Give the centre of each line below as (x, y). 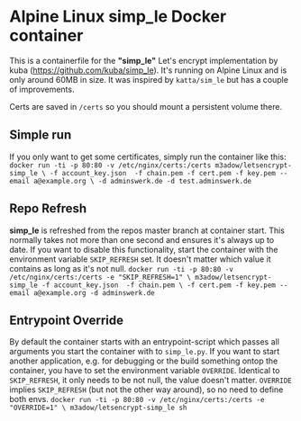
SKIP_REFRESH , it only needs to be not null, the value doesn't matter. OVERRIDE (150, 381)
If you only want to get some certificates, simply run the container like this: (148, 157)
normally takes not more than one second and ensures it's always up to (142, 239)
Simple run (41, 135)
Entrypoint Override (67, 320)
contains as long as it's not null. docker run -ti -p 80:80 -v (122, 268)
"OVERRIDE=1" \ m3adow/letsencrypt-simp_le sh (98, 408)
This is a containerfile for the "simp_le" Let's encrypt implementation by (144, 60)
